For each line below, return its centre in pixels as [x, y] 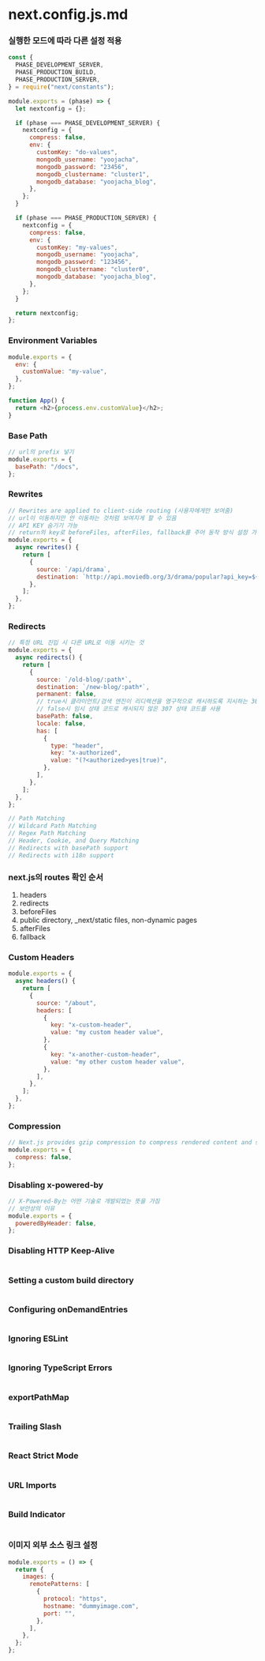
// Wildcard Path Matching [52, 826]
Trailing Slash [35, 1426]
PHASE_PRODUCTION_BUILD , [56, 73]
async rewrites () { [47, 548]
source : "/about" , [67, 1003]
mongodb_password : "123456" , [84, 262]
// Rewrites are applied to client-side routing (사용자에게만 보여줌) [121, 510]
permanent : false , [67, 694]
